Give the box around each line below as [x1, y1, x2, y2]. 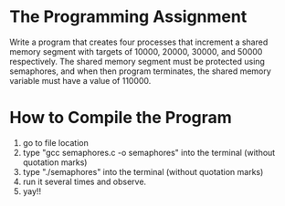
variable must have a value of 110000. [9, 75, 152, 86]
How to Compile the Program [9, 108, 233, 129]
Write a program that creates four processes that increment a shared [9, 36, 269, 47]
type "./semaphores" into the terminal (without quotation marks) [22, 166, 264, 177]
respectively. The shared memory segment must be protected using [9, 56, 265, 67]
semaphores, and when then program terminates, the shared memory [9, 66, 271, 77]
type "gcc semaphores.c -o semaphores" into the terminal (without [22, 147, 276, 158]
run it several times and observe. [22, 176, 147, 187]
